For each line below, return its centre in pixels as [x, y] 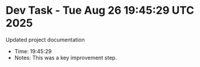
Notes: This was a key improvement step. [66, 57]
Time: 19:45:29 [33, 51]
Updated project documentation [45, 39]
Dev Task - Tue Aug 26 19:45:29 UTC [100, 10]
